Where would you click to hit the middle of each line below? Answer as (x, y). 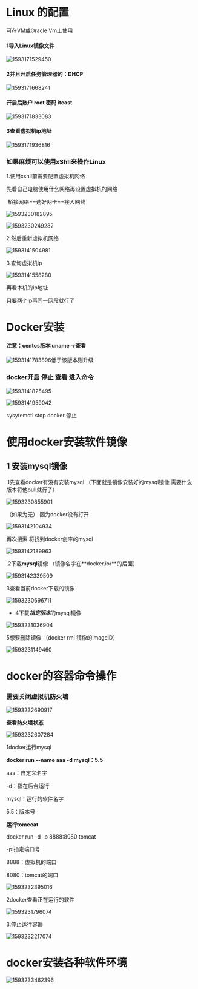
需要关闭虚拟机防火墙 (37, 697)
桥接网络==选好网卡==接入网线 (47, 202)
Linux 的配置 (38, 12)
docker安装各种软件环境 (67, 963)
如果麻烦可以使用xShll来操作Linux (56, 161)
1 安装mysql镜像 (37, 466)
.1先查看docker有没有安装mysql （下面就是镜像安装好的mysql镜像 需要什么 (99, 482)
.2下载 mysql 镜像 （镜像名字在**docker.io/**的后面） (72, 563)
